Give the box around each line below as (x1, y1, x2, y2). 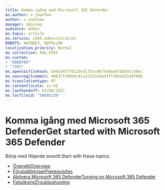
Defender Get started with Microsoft (5, 125, 160, 137)
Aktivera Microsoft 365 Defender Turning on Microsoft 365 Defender (12, 174, 156, 180)
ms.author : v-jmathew (5, 12, 52, 17)
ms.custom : (5, 55, 29, 60)
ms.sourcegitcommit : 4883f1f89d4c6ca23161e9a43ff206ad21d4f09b (5, 74, 143, 79)
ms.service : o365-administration (5, 36, 77, 41)
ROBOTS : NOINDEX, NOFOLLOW (5, 41, 63, 46)
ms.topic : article (5, 31, 44, 36)
